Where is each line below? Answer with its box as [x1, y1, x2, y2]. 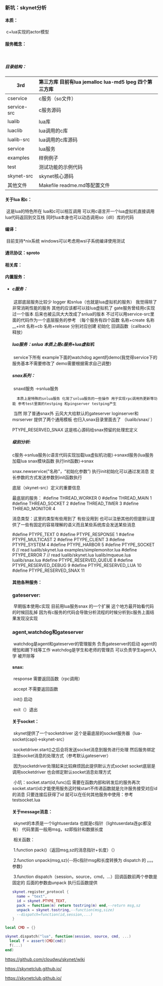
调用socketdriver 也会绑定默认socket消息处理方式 [12, 769, 112, 775]
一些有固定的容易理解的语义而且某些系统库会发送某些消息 [20, 522, 136, 528]
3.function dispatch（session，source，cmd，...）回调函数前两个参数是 [13, 874, 158, 880]
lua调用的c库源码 [38, 137, 78, 144]
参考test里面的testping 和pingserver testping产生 [17, 402, 117, 406]
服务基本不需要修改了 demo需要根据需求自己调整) [12, 360, 112, 367]
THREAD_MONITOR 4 [12, 506, 56, 512]
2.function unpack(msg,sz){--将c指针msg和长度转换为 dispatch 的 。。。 [13, 857, 156, 863]
